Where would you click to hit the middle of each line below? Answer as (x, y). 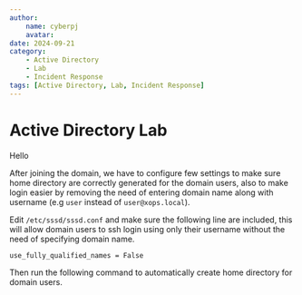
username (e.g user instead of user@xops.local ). (100, 202)
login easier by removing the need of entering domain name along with (141, 192)
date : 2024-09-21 (42, 43)
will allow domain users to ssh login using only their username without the (147, 229)
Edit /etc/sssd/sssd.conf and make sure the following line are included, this (151, 220)
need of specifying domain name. (72, 239)
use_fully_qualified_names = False (77, 255)
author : (24, 18)
